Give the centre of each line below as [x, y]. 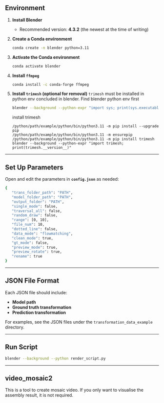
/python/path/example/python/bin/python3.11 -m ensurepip [72, 135]
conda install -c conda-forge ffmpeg [51, 84]
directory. [15, 327]
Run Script [21, 347]
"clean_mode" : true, [32, 238]
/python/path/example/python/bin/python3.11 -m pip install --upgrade [85, 126]
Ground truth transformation [42, 307]
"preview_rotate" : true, [37, 252]
